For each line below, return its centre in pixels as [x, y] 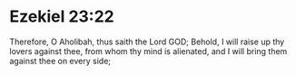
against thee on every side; [60, 61]
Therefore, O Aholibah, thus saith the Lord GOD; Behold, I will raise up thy [147, 42]
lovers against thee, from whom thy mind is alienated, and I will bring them [148, 51]
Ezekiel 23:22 [62, 17]
